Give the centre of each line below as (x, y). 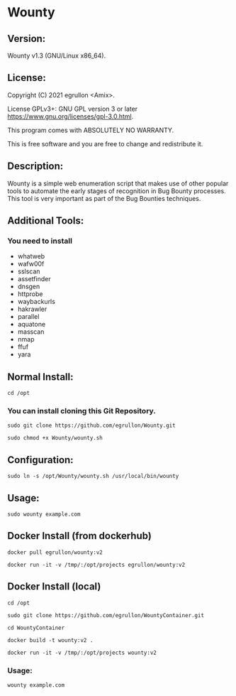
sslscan (29, 271)
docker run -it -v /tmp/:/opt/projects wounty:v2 (82, 653)
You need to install (40, 241)
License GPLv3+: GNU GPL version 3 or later (73, 109)
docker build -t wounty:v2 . (50, 640)
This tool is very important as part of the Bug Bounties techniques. (104, 198)
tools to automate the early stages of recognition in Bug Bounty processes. (117, 191)
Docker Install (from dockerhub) (80, 536)
